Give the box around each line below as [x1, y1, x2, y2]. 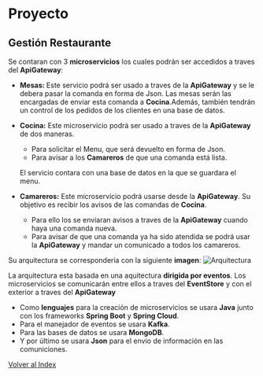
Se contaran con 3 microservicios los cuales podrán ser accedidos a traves [8, 57, 255, 66]
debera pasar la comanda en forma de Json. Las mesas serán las [19, 89, 232, 98]
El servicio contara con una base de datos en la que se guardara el [19, 168, 236, 177]
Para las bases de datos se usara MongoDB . [19, 328, 165, 337]
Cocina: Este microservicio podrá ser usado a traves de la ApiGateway [19, 121, 251, 130]
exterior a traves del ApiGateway [8, 288, 117, 297]
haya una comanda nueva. [31, 223, 117, 233]
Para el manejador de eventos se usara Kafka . [19, 319, 171, 329]
